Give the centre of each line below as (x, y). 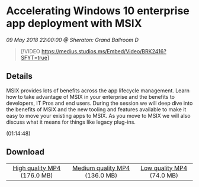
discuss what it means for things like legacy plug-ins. (71, 122)
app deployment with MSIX (74, 23)
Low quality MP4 (164, 168)
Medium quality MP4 (101, 168)
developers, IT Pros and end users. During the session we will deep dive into (99, 103)
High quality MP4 (37, 168)
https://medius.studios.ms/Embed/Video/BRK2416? (104, 51)
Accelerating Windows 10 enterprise (98, 11)
